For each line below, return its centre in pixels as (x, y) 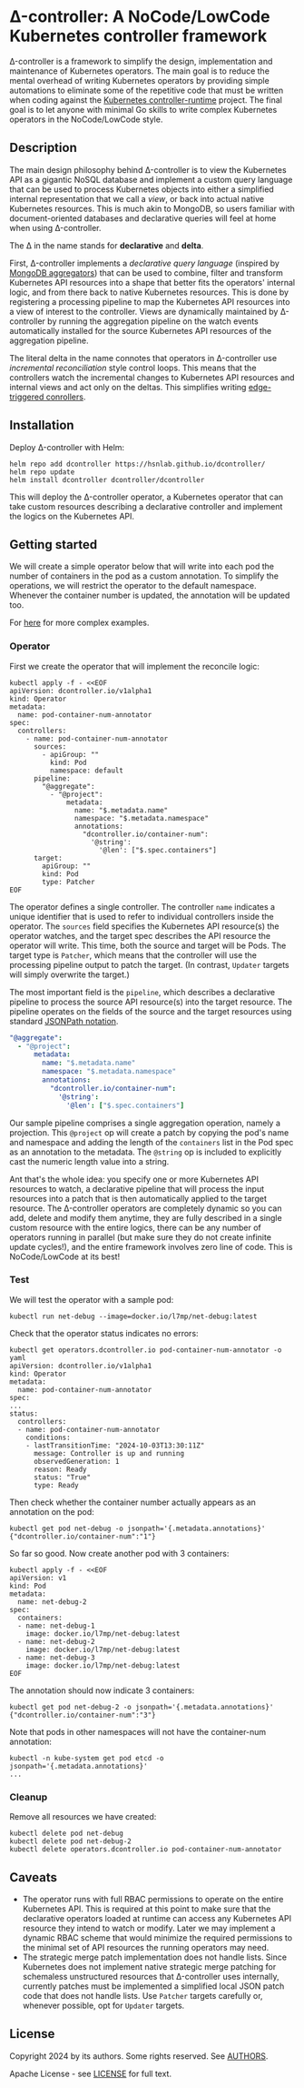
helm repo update (42, 472)
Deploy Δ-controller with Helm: (67, 447)
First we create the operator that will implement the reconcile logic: (135, 666)
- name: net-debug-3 (56, 1658)
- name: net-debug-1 (56, 1626)
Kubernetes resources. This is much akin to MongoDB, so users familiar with (152, 208)
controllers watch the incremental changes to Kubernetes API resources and (152, 377)
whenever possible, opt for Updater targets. (103, 2005)
